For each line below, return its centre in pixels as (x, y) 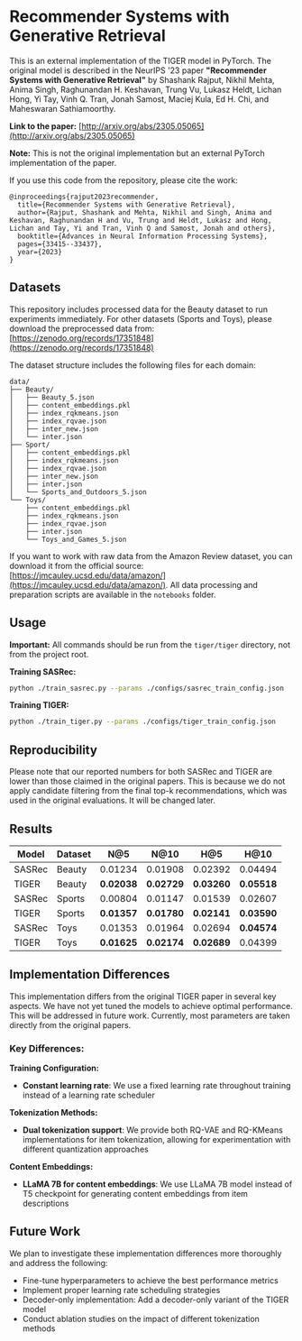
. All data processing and (212, 584)
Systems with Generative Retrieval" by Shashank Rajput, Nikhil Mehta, (142, 79)
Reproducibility (53, 750)
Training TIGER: (39, 705)
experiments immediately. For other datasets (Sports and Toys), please (141, 318)
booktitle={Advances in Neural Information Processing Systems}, (143, 236)
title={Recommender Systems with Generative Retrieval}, (127, 205)
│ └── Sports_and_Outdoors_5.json (78, 492)
